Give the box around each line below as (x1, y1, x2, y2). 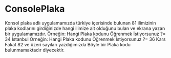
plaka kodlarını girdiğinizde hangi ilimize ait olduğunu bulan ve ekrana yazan (5, 25, 165, 31)
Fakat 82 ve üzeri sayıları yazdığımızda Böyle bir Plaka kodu (5, 41, 131, 47)
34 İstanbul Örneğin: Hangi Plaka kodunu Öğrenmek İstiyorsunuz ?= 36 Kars (5, 36, 166, 42)
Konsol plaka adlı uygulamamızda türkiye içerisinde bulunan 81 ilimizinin (5, 20, 156, 26)
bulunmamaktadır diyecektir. (5, 47, 65, 53)
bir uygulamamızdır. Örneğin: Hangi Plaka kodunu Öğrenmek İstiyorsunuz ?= (5, 31, 166, 37)
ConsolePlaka (5, 3, 65, 15)
